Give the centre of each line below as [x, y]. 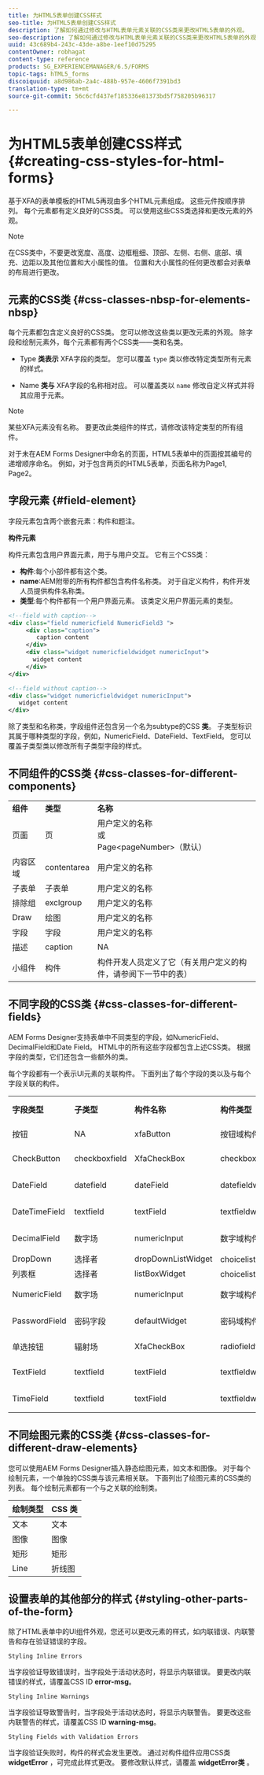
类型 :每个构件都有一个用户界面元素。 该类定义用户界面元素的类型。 [128, 601]
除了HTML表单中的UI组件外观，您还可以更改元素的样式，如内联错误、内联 [128, 1632]
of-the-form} [41, 1612]
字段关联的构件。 [36, 1083]
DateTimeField [38, 1211]
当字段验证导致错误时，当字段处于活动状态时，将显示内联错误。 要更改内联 [130, 1672]
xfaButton [153, 1133]
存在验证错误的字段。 [56, 1641]
